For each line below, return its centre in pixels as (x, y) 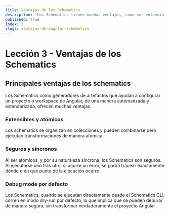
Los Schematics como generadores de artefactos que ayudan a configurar (83, 96)
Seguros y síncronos (31, 149)
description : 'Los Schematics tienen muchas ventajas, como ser (74, 15)
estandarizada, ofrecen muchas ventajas (48, 106)
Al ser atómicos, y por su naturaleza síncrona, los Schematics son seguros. (83, 160)
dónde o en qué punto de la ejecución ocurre (52, 171)
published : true (22, 19)
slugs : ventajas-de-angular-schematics (47, 29)
